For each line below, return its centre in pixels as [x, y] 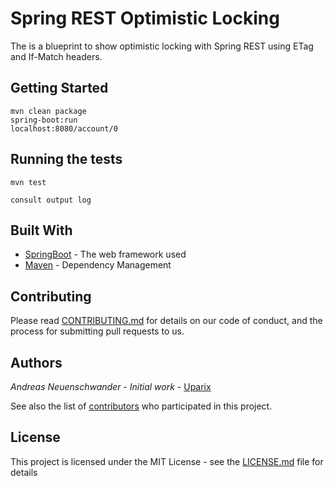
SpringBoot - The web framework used [105, 254]
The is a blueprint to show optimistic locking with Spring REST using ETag [162, 46]
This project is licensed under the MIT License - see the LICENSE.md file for [167, 461]
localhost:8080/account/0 [64, 128]
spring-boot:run [44, 120]
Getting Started [59, 88]
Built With [41, 230]
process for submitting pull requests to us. [97, 331]
